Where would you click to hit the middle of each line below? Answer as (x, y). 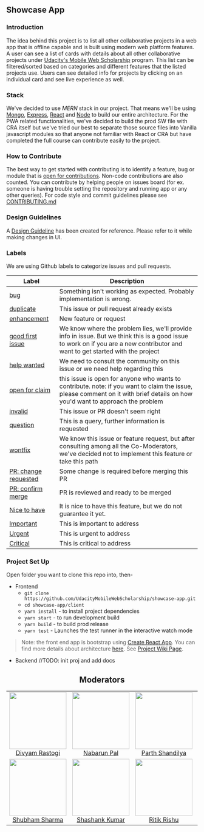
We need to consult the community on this (120, 361)
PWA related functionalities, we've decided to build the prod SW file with (97, 121)
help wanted (27, 365)
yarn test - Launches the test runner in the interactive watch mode (108, 630)
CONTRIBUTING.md (31, 202)
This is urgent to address (95, 533)
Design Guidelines (34, 217)
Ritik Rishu (164, 819)
